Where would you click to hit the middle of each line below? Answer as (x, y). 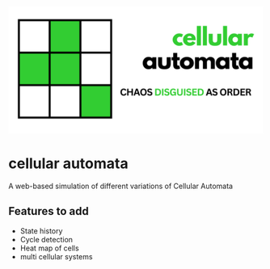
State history (41, 231)
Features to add (49, 211)
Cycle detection (46, 239)
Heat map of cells (49, 248)
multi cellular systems (56, 256)
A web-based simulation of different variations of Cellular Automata (120, 186)
